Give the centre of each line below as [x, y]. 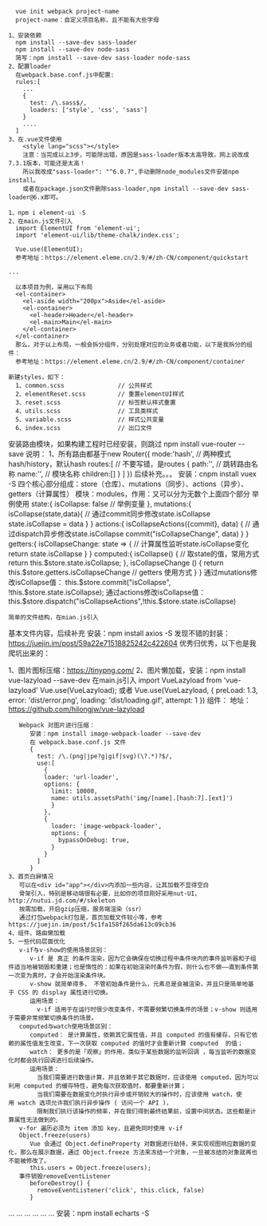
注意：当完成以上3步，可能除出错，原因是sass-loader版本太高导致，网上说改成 [136, 155]
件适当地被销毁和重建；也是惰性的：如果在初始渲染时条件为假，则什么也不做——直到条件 [130, 967]
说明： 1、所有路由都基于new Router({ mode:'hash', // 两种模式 [128, 454]
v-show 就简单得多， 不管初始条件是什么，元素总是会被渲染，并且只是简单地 [139, 984]
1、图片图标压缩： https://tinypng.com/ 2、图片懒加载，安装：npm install [127, 670]
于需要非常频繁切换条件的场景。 [53, 1018]
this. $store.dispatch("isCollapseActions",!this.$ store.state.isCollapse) [122, 601]
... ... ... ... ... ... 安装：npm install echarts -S [79, 1213]
